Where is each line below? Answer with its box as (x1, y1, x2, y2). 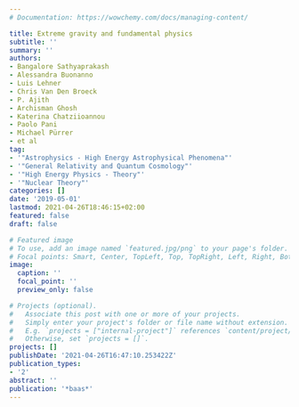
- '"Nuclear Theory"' (9, 178, 90, 187)
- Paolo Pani (9, 120, 58, 129)
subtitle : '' (9, 37, 58, 46)
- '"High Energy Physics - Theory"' (9, 170, 145, 179)
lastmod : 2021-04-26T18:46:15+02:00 (9, 203, 145, 212)
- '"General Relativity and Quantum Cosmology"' (9, 161, 193, 170)
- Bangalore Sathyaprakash (9, 62, 109, 71)
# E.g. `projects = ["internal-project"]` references (9, 326, 221, 335)
